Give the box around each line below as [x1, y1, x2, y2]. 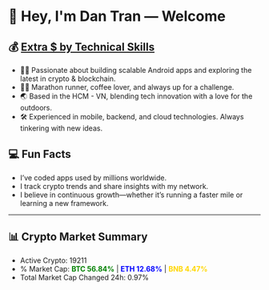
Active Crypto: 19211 [19, 256, 87, 265]
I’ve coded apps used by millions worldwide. [19, 172, 167, 183]
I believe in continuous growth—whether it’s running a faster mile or [19, 190, 243, 199]
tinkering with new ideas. [19, 123, 102, 133]
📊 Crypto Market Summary [8, 230, 148, 244]
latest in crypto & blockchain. [19, 74, 116, 83]
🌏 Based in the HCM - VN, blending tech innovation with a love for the [19, 91, 253, 101]
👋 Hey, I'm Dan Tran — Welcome [8, 7, 226, 26]
